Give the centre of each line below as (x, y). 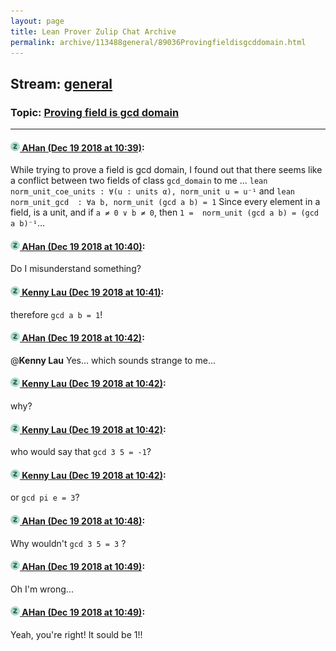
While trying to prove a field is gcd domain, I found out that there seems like (166, 170)
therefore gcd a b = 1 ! (56, 314)
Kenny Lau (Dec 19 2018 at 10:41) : (93, 292)
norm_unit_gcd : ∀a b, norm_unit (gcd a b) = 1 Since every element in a (165, 202)
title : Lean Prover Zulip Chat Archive (93, 31)
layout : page (37, 21)
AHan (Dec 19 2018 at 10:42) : (83, 338)
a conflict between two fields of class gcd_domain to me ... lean (139, 181)
